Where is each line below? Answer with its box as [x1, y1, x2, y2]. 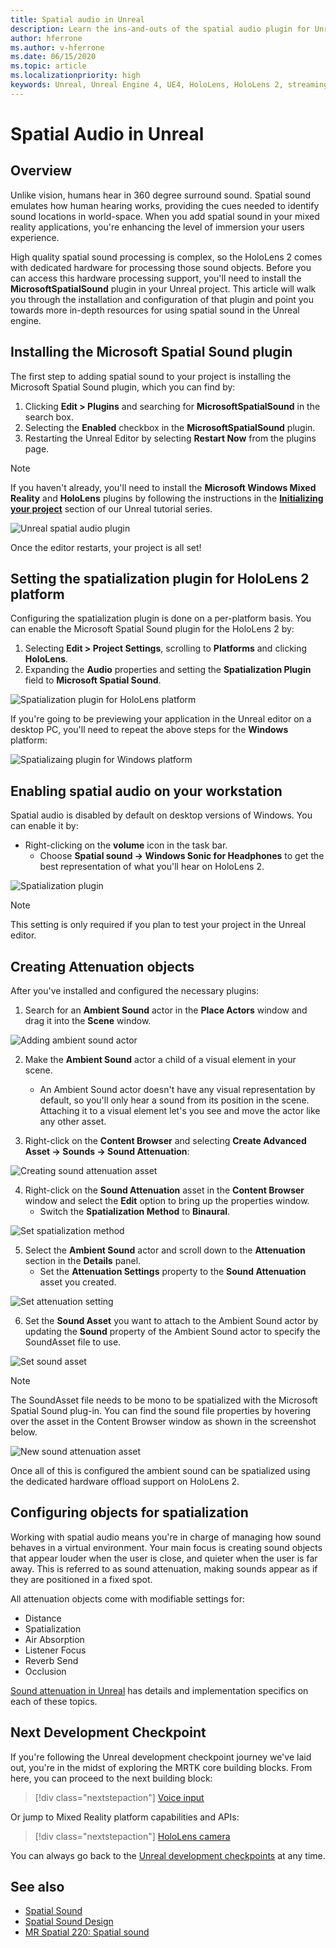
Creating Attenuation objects [10, 958, 195, 975]
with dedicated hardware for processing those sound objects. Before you [10, 261, 312, 273]
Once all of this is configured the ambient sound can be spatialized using [10, 1465, 311, 1476]
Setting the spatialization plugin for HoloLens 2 [10, 570, 310, 587]
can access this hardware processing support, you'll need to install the [10, 272, 302, 284]
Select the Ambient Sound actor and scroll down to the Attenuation [24, 1244, 306, 1256]
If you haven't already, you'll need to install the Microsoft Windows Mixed [10, 481, 317, 493]
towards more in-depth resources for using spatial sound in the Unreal [10, 304, 300, 316]
